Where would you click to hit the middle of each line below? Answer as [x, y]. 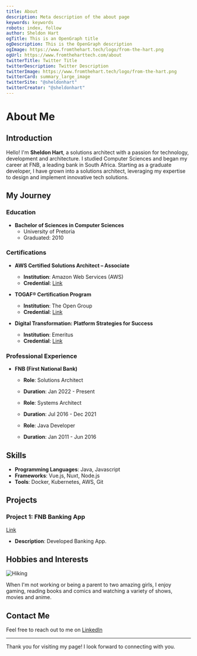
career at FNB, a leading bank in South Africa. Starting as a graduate [89, 165]
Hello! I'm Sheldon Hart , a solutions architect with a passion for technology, [98, 152]
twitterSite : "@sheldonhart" [42, 83]
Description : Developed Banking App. [60, 541]
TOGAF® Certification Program [53, 294]
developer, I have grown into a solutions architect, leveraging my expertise [96, 171]
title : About [22, 11]
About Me [30, 117]
